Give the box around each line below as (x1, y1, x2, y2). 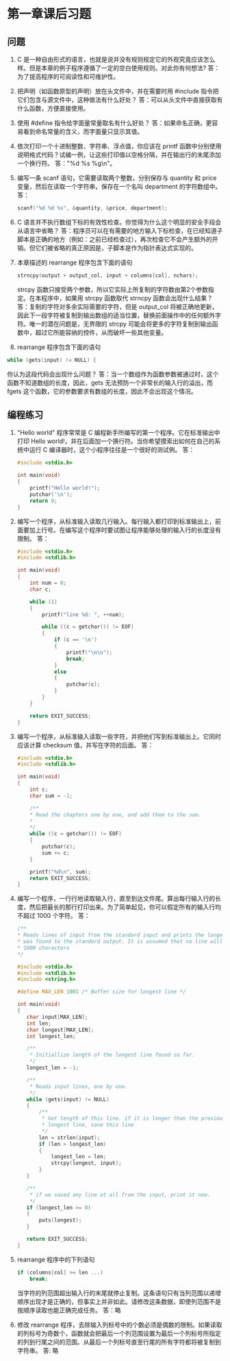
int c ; (29, 786, 49, 794)
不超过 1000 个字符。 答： (16, 912, 90, 920)
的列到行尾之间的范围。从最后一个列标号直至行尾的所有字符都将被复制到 (16, 1338, 221, 1346)
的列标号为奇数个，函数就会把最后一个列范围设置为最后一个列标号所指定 (16, 1329, 221, 1337)
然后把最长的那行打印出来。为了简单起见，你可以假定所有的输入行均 (29, 903, 221, 911)
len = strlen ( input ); (38, 1134, 101, 1141)
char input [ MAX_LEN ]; (26, 1013, 88, 1020)
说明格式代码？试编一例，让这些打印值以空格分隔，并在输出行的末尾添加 (16, 150, 221, 159)
